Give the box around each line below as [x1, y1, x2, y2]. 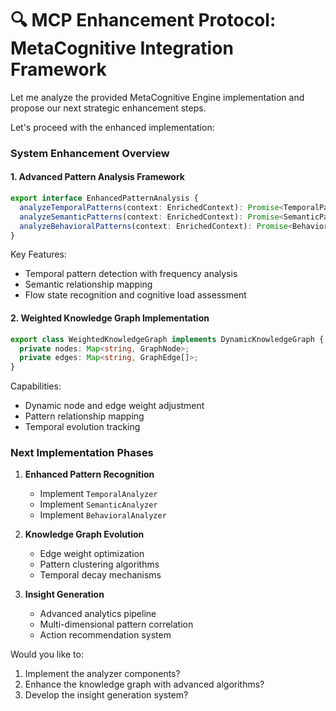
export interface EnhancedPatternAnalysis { [10, 193, 199, 204]
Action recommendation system [39, 629, 172, 641]
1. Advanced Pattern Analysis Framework [10, 171, 185, 183]
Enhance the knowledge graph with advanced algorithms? [24, 678, 265, 691]
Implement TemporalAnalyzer [39, 488, 158, 500]
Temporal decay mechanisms [39, 569, 162, 581]
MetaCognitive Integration [10, 37, 234, 60]
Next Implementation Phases [10, 446, 154, 460]
